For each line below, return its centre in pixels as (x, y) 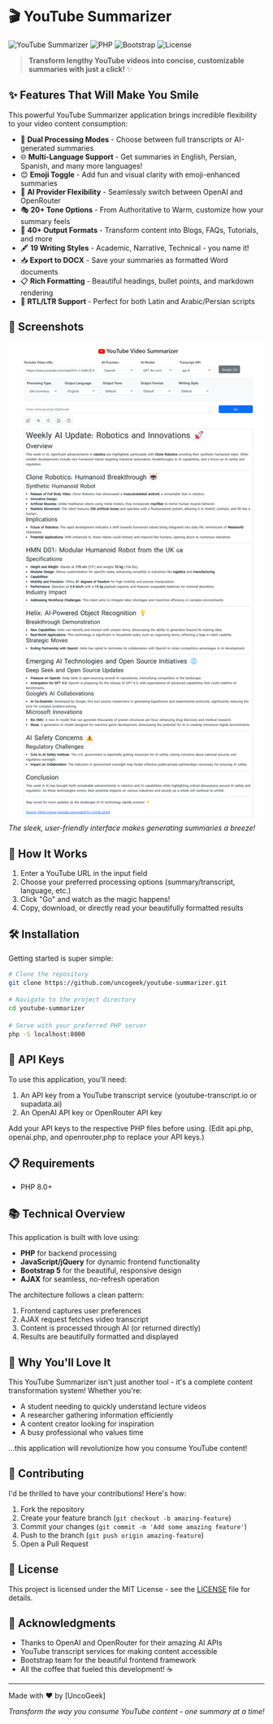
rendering (37, 292)
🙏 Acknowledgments (62, 1623)
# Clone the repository (49, 974)
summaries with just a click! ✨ (80, 69)
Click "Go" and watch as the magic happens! (95, 899)
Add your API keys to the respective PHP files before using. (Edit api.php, (131, 1128)
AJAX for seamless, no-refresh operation (90, 1279)
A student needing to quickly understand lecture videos (113, 1406)
